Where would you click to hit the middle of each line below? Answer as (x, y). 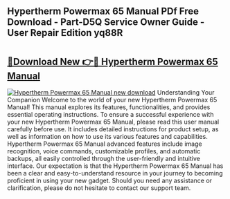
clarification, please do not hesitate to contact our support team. (99, 188)
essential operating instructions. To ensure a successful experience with (110, 114)
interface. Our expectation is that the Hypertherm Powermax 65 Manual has (115, 166)
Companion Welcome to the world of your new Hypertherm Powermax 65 (112, 100)
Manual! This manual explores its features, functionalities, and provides (109, 107)
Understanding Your (186, 92)
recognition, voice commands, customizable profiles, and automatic (104, 151)
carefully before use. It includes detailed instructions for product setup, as (113, 129)
